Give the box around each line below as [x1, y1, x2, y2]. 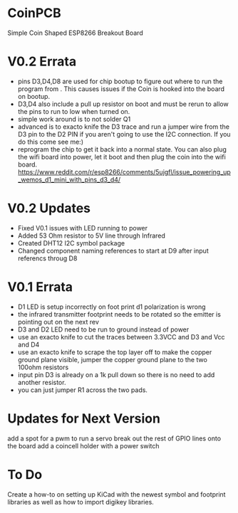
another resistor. [17, 378, 66, 386]
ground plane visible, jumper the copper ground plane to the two [17, 355, 208, 364]
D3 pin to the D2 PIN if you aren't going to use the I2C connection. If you [17, 129, 231, 138]
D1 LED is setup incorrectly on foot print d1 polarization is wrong [17, 302, 206, 311]
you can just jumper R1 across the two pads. [17, 386, 148, 394]
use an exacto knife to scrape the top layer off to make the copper [17, 347, 212, 356]
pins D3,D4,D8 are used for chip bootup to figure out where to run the [17, 77, 223, 85]
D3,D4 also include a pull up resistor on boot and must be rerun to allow [17, 100, 229, 108]
